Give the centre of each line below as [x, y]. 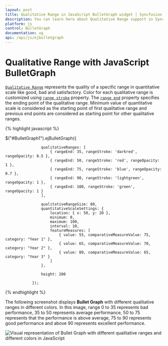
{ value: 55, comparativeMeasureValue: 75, [105, 235]
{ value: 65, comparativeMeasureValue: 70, [105, 243]
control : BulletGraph [28, 28]
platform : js [19, 24]
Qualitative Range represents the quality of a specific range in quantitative [82, 87]
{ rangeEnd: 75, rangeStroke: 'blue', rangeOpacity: [106, 169]
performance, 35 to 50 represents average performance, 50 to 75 [73, 312]
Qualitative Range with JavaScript [77, 62]
